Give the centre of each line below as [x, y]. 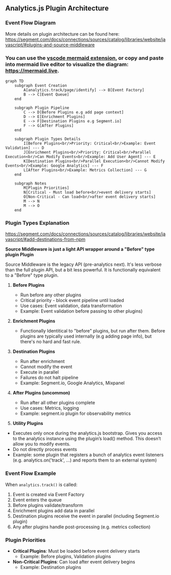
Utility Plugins [28, 423]
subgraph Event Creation [41, 85]
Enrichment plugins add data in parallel [54, 510]
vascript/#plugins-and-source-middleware [50, 45]
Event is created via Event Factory [48, 494]
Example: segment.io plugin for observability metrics [76, 413]
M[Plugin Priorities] [47, 188]
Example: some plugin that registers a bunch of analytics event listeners [88, 455]
